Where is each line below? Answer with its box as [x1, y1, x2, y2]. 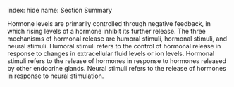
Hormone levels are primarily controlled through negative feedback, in [7, 20, 211, 27]
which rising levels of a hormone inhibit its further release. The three [7, 27, 207, 35]
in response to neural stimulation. [7, 72, 104, 80]
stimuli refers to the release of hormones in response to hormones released [7, 57, 227, 65]
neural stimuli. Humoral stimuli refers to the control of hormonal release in [7, 42, 221, 50]
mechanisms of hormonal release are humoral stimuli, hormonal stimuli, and [7, 34, 228, 43]
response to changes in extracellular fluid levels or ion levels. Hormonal [7, 49, 215, 58]
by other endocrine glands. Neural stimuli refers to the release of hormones [7, 65, 227, 72]
